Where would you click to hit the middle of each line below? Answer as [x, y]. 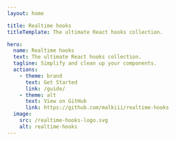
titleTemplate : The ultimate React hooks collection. [85, 32]
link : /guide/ [45, 89]
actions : [26, 69]
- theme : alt [38, 95]
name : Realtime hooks [44, 51]
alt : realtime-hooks [48, 127]
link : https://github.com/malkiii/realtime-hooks [97, 108]
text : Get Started [51, 82]
